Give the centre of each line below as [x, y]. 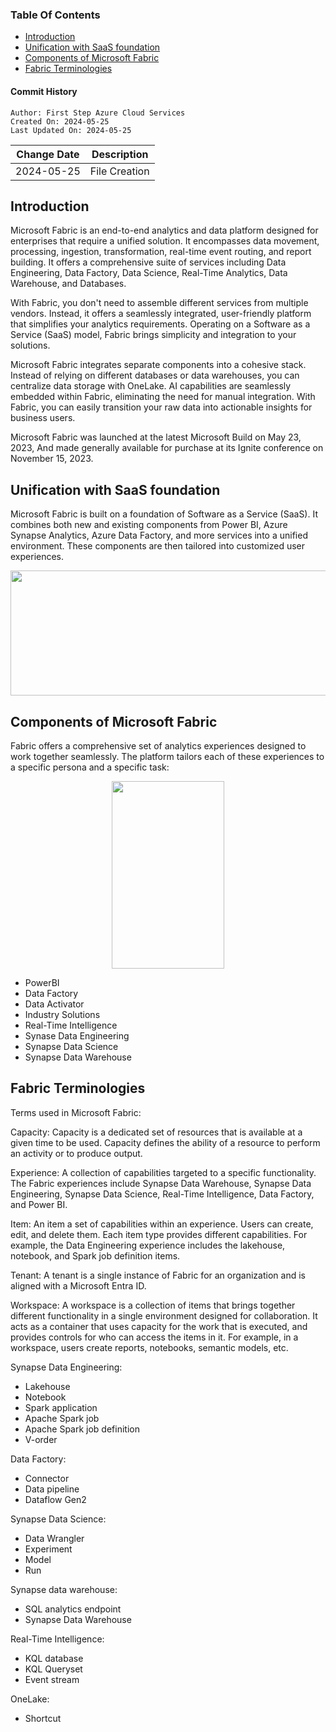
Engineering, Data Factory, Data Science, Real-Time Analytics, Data [149, 273]
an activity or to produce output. [76, 1153]
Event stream [52, 1679]
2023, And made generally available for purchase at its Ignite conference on [167, 448]
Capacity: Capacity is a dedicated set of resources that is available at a [156, 1132]
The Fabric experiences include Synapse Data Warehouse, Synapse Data [161, 1183]
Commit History [44, 91]
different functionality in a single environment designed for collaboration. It [164, 1315]
